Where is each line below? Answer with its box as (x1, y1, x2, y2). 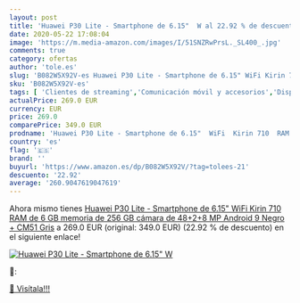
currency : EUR (9, 104, 62, 113)
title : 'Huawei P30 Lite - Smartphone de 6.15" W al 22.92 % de (9, 21, 257, 30)
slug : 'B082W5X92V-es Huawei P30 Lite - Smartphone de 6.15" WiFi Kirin (9, 71, 286, 80)
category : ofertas (9, 54, 78, 63)
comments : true (9, 46, 66, 55)
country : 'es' (9, 137, 62, 146)
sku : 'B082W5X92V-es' (9, 79, 90, 88)
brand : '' (9, 153, 46, 163)
